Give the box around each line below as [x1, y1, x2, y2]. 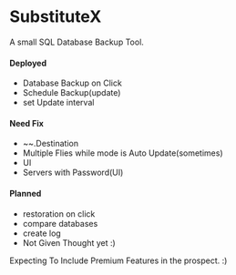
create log [22, 228, 61, 239]
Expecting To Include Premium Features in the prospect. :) [9, 255, 228, 266]
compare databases [22, 218, 98, 229]
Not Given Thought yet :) [22, 237, 116, 248]
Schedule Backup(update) [22, 87, 121, 98]
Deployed [9, 57, 47, 68]
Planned [9, 188, 42, 199]
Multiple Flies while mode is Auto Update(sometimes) [22, 148, 223, 158]
